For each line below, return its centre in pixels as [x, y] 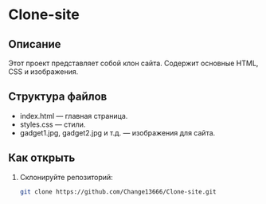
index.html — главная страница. [74, 116]
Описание [35, 44]
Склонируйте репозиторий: [66, 177]
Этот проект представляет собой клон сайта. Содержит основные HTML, [133, 63]
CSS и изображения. [43, 72]
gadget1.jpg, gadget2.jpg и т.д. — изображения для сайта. [117, 132]
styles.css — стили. [53, 124]
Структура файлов [58, 97]
